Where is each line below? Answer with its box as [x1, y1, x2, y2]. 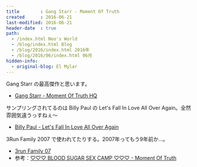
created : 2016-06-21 [6, 14, 72, 20]
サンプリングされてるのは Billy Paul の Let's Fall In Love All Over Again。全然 [6, 104, 191, 112]
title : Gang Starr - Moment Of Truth [6, 8, 119, 15]
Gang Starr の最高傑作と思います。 [6, 80, 90, 87]
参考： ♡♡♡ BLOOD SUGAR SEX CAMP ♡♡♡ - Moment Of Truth [14, 155, 176, 162]
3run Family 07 [14, 148, 51, 155]
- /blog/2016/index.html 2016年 [11, 47, 90, 53]
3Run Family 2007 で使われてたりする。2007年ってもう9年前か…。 [6, 136, 169, 143]
